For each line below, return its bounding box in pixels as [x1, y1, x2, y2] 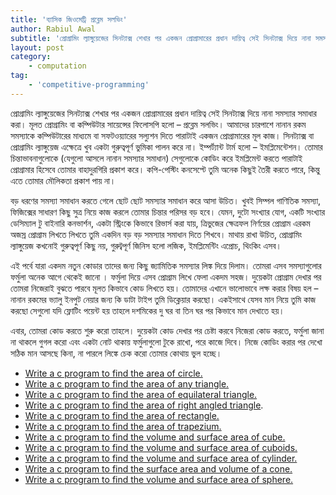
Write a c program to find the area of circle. [24, 367, 203, 379]
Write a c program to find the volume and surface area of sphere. [24, 473, 294, 485]
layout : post [10, 42, 65, 53]
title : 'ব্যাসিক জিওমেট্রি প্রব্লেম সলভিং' [10, 14, 128, 25]
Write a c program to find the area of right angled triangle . [24, 399, 264, 411]
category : [10, 52, 52, 62]
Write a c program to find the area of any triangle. [24, 377, 230, 390]
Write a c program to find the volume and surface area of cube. [24, 431, 286, 443]
